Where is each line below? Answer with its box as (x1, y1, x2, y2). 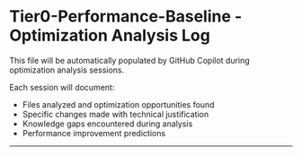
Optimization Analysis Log (9, 25, 211, 46)
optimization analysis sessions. (9, 65, 124, 75)
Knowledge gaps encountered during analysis (22, 118, 193, 129)
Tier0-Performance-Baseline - (9, 6, 243, 27)
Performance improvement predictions (22, 127, 166, 138)
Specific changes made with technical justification (22, 108, 209, 119)
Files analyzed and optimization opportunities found (22, 99, 215, 109)
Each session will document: (9, 82, 115, 92)
